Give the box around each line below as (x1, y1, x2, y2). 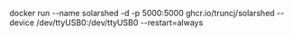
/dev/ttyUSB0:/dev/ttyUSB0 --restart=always (35, 17, 204, 28)
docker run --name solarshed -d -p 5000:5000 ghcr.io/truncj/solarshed (9, 8, 275, 18)
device (9, 17, 34, 28)
